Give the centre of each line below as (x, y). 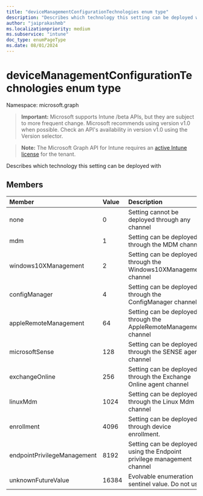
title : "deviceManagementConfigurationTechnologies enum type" (88, 12)
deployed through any (159, 219)
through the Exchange (159, 376)
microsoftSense (32, 352)
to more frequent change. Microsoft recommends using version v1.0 (105, 123)
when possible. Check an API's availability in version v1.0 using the (104, 129)
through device (150, 427)
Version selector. (42, 136)
